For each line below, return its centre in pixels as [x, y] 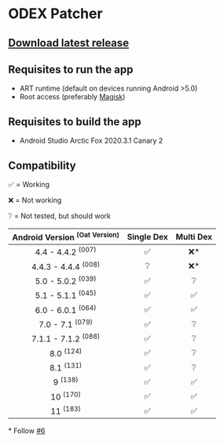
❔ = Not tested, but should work [60, 216]
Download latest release [69, 43]
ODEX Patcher [56, 14]
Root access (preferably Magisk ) [72, 97]
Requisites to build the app [75, 122]
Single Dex [148, 236]
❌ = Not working [35, 200]
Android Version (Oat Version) [66, 236]
